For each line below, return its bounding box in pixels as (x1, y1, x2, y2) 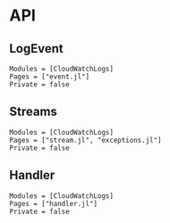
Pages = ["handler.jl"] (9, 199, 98, 208)
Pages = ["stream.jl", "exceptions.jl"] (9, 136, 163, 145)
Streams (9, 104, 58, 120)
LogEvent (9, 41, 64, 56)
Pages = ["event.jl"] (9, 72, 90, 81)
